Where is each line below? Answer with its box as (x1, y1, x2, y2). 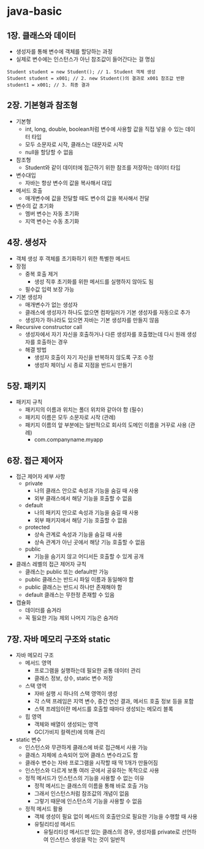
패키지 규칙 (15, 398, 43, 406)
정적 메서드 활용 (25, 805, 63, 813)
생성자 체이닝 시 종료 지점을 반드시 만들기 (34, 361, 132, 368)
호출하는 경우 (36, 338, 68, 346)
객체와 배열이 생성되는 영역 (34, 721, 99, 728)
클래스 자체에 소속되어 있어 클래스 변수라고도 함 (25, 751, 138, 759)
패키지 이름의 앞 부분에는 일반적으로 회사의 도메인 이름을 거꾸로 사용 (25, 421, 187, 428)
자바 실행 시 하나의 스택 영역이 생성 (34, 690, 118, 697)
